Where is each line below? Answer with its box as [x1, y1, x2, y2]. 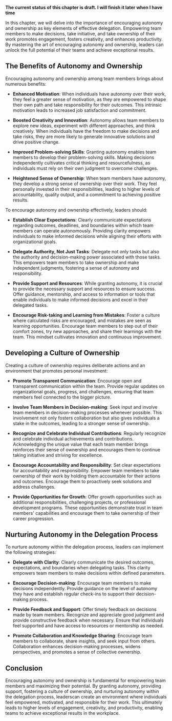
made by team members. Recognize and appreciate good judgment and [12, 612, 165, 618]
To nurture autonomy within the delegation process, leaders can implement [5, 544, 164, 550]
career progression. [12, 515, 55, 522]
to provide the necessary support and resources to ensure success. [12, 286, 156, 292]
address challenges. [12, 484, 56, 490]
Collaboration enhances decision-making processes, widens [12, 644, 141, 650]
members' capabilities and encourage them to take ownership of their [12, 510, 160, 516]
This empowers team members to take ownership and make [12, 259, 139, 266]
